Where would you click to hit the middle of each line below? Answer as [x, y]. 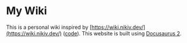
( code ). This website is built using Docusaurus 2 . [122, 33]
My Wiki [27, 11]
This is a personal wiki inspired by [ [49, 27]
